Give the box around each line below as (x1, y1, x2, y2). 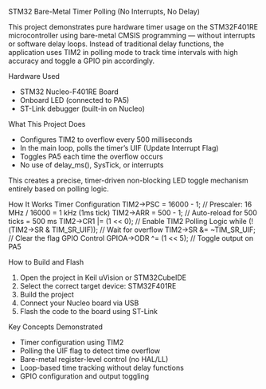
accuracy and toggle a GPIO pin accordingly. (8, 56, 155, 65)
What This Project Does (8, 120, 86, 128)
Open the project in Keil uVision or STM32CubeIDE (19, 273, 187, 282)
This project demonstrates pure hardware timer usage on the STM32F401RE (8, 22, 259, 31)
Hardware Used (8, 72, 60, 81)
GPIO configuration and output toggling (19, 371, 150, 381)
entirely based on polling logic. (8, 184, 109, 194)
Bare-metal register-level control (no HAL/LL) (19, 355, 169, 363)
